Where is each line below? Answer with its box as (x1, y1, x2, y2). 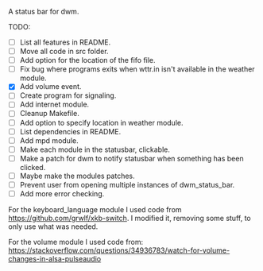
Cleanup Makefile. (19, 109, 79, 118)
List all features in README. (19, 37, 111, 47)
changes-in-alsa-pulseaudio (8, 254, 102, 263)
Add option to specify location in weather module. (19, 118, 184, 127)
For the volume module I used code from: (8, 238, 144, 246)
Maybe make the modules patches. (19, 171, 135, 180)
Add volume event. (19, 82, 82, 91)
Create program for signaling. (19, 91, 117, 100)
